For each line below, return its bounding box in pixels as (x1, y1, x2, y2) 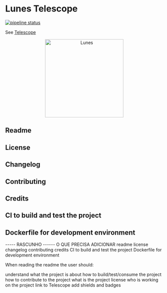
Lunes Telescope (5, 3, 78, 14)
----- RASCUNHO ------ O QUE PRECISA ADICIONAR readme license (5, 241, 148, 247)
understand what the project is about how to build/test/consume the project (5, 271, 161, 277)
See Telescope (5, 29, 36, 35)
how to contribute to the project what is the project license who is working (5, 277, 159, 283)
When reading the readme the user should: (5, 262, 94, 268)
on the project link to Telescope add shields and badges (5, 282, 121, 288)
